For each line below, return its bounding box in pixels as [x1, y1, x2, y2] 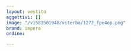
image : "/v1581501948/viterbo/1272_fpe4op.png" [6, 20, 126, 26]
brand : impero [6, 25, 41, 31]
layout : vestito [6, 8, 46, 15]
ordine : [6, 31, 25, 37]
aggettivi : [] [6, 14, 41, 20]
